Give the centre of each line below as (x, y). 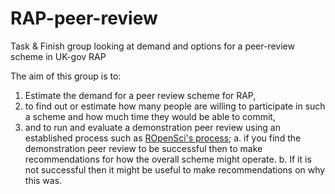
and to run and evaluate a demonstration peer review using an (152, 127)
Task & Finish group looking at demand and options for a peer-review (152, 46)
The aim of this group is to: (66, 76)
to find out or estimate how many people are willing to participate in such (175, 106)
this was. (43, 180)
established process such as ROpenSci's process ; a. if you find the (163, 138)
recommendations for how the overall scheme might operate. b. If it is (168, 159)
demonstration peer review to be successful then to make (143, 148)
